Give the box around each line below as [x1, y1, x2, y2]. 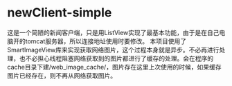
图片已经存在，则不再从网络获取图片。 [7, 71, 116, 80]
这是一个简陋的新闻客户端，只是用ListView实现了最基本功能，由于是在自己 [7, 28, 220, 36]
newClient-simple [7, 5, 112, 21]
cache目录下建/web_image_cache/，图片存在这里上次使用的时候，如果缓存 [7, 63, 222, 71]
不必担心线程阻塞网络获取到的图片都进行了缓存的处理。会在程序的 [25, 54, 213, 63]
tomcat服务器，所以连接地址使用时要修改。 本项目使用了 [25, 36, 187, 45]
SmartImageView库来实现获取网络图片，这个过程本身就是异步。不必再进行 [7, 45, 220, 54]
